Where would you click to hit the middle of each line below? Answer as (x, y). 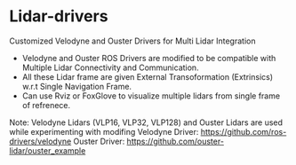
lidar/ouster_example (48, 150)
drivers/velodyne (40, 141)
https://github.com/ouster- (176, 141)
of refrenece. (46, 105)
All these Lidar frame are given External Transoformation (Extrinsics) (148, 76)
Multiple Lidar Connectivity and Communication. (110, 67)
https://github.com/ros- (244, 131)
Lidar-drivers (59, 16)
